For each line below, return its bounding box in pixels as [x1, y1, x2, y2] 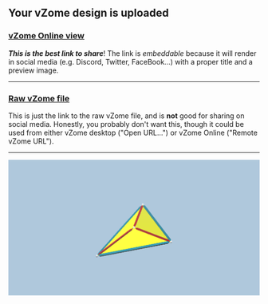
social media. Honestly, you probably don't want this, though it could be [8, 119, 245, 128]
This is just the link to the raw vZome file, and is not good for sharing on [8, 111, 245, 120]
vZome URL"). [8, 136, 54, 146]
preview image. [8, 65, 59, 75]
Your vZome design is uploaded [8, 6, 169, 20]
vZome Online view [8, 30, 85, 41]
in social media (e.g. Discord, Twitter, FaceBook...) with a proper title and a [8, 57, 253, 66]
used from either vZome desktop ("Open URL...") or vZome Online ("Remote [8, 128, 258, 137]
